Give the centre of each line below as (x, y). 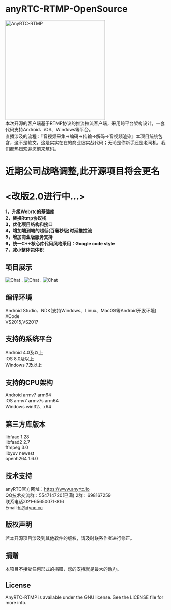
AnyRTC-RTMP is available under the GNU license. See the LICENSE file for (84, 597)
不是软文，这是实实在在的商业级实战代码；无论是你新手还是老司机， (90, 142)
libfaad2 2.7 (18, 442)
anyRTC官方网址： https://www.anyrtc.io (48, 489)
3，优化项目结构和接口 (29, 224)
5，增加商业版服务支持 (29, 237)
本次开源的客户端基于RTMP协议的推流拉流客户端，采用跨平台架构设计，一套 (85, 123)
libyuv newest (20, 453)
